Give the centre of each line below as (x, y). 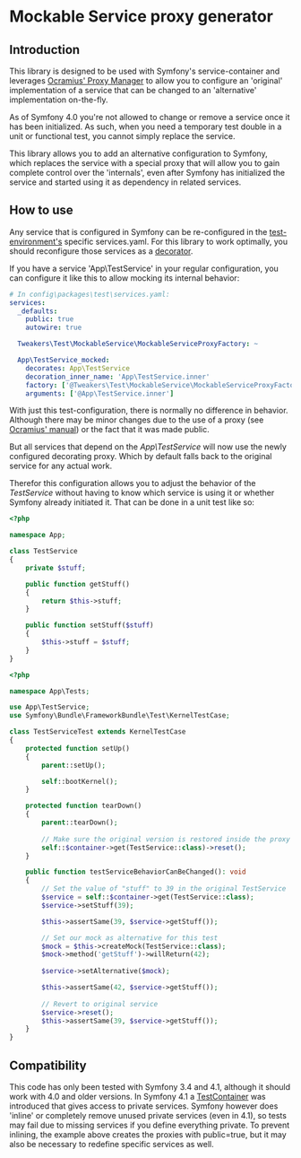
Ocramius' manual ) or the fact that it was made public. (109, 430)
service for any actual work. (61, 466)
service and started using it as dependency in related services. (125, 182)
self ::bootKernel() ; (80, 781)
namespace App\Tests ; (50, 691)
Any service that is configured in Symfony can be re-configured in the (138, 231)
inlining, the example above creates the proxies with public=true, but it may (148, 1135)
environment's (36, 241)
